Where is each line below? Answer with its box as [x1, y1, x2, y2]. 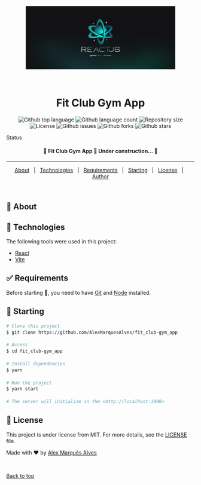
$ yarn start [6, 386, 39, 392]
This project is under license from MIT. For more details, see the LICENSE [6, 431, 187, 438]
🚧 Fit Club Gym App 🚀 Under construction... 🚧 [43, 148, 158, 155]
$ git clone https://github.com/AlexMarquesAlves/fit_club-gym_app [6, 329, 178, 335]
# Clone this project [6, 323, 60, 329]
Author [92, 173, 109, 180]
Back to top [6, 472, 35, 479]
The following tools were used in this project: [6, 238, 117, 245]
